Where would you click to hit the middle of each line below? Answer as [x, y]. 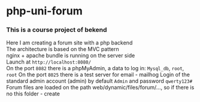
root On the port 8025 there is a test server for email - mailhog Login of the [98, 75]
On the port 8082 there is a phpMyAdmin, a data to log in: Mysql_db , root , [95, 68]
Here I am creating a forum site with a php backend [69, 43]
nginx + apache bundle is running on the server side [71, 56]
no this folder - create [33, 94]
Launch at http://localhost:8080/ [49, 62]
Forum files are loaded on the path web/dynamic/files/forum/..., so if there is [100, 88]
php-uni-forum [44, 11]
